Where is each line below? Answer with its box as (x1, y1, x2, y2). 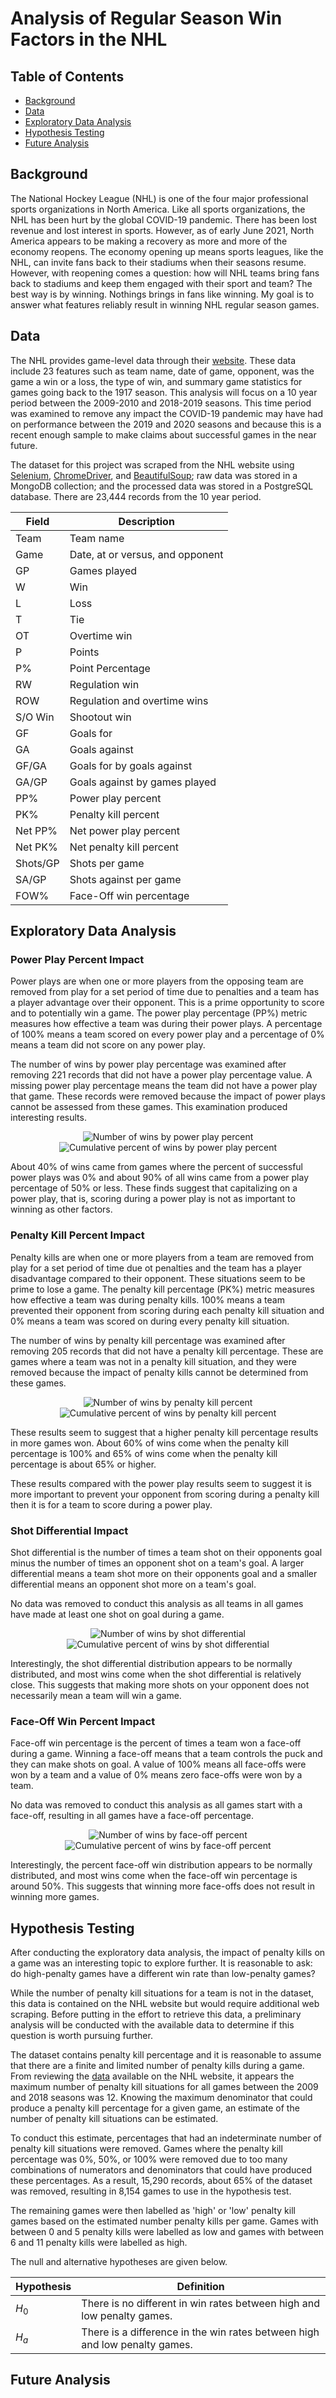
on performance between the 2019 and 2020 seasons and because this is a (10, 418, 322, 430)
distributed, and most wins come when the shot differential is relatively (10, 1668, 302, 1680)
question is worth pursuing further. (10, 2030, 153, 2042)
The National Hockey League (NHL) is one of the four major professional (10, 192, 309, 204)
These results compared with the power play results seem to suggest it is (10, 1477, 312, 1489)
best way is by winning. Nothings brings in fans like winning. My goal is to (10, 288, 315, 300)
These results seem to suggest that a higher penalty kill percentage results (10, 1426, 319, 1438)
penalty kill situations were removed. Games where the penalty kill (10, 2143, 283, 2155)
